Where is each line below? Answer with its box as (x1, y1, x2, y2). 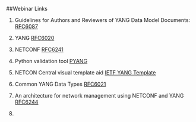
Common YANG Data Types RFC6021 (14, 80, 106, 87)
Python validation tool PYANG (14, 58, 88, 64)
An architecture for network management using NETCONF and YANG (14, 92, 184, 99)
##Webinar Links (6, 5, 48, 12)
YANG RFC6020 (14, 35, 55, 41)
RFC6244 (14, 98, 39, 105)
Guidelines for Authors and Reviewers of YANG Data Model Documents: (14, 17, 191, 23)
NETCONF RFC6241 (14, 46, 64, 53)
